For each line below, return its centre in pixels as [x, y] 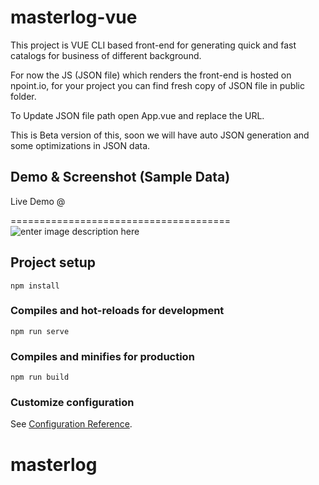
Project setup [53, 262]
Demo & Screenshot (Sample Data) [120, 177]
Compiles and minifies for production [102, 356]
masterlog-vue [74, 17]
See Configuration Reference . [71, 424]
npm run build [40, 377]
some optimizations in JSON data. [80, 145]
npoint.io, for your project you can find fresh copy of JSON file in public [157, 85]
